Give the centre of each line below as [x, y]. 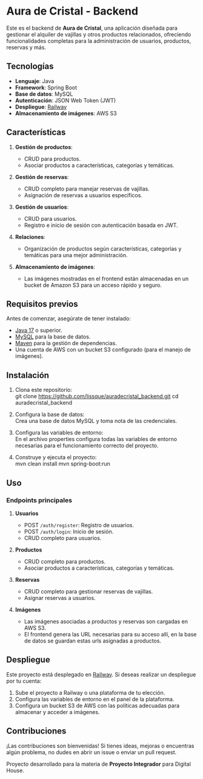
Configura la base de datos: [50, 414]
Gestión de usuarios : [42, 207]
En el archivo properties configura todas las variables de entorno [96, 439]
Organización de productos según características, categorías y [103, 248]
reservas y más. [26, 47]
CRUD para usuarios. [50, 218]
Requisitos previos [42, 304]
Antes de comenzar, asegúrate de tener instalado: [69, 319]
